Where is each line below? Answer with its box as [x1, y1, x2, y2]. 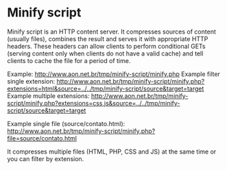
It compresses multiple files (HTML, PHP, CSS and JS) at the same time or [7, 147, 217, 156]
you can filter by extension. [7, 154, 84, 162]
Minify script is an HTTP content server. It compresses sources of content [7, 27, 216, 36]
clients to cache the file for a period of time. [7, 56, 131, 64]
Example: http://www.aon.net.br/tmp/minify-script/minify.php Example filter [7, 70, 221, 78]
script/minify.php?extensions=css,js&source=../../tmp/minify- [7, 99, 180, 107]
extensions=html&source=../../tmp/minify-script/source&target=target [7, 84, 204, 93]
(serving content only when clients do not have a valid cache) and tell [7, 49, 204, 58]
